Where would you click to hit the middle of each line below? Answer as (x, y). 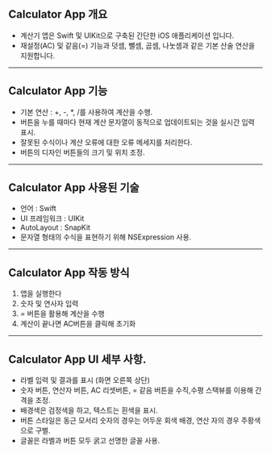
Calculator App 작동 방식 (69, 272)
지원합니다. (38, 56)
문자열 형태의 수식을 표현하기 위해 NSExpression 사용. (106, 237)
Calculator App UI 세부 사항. (77, 359)
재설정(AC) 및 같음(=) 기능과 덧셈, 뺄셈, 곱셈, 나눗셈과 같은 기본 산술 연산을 (138, 45)
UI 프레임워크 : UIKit (52, 218)
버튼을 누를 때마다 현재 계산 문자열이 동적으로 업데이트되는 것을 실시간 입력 (138, 122)
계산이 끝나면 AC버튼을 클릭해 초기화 (78, 324)
